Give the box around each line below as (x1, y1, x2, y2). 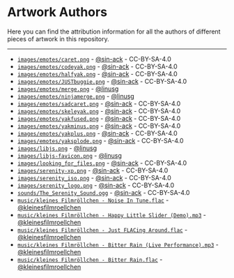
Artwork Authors (7, 4, 108, 20)
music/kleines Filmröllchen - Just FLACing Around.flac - (17, 225, 188, 234)
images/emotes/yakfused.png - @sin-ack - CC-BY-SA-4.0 (17, 114, 181, 122)
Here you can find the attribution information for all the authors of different (7, 27, 221, 36)
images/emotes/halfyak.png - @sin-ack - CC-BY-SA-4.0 (17, 69, 178, 78)
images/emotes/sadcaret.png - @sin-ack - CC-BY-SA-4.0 (17, 99, 181, 108)
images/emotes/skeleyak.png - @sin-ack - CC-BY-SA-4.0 (17, 106, 181, 115)
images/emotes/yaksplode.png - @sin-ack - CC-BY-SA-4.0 (17, 136, 184, 145)
